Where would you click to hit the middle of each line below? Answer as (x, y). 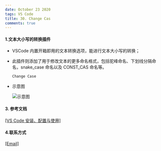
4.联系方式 (16, 133)
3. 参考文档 (16, 109)
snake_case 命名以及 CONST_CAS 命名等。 (64, 67)
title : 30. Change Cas (28, 18)
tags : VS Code (19, 14)
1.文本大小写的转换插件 (28, 39)
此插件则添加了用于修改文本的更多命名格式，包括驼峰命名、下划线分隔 (82, 61)
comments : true (20, 23)
